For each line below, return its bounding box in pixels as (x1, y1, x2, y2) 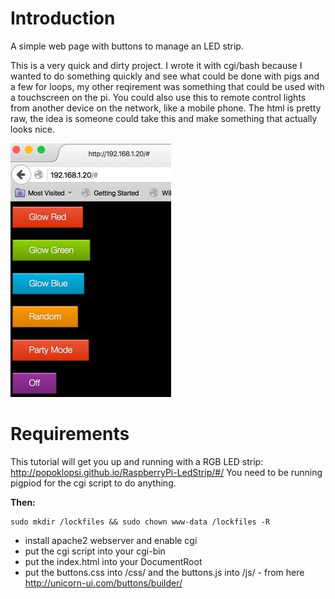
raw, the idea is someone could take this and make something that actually (10, 112, 318, 124)
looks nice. (10, 123, 56, 135)
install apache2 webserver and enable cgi (24, 534, 198, 546)
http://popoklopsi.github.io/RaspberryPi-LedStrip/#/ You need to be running (10, 466, 323, 478)
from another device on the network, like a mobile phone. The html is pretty (10, 102, 322, 114)
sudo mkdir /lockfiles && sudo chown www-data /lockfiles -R (10, 517, 271, 527)
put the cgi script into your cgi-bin (24, 545, 166, 557)
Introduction (10, 7, 116, 30)
